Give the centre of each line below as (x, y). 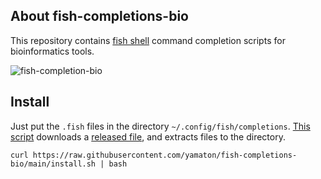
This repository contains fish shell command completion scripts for (148, 40)
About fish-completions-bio (99, 16)
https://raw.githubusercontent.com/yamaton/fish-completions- (165, 155)
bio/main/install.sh (53, 164)
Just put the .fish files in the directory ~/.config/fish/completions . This (160, 126)
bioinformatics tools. (52, 51)
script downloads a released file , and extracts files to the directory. (148, 136)
